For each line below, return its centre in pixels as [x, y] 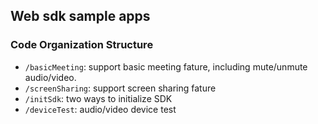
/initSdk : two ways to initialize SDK [98, 98]
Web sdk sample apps [80, 16]
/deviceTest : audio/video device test [100, 109]
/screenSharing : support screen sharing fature [120, 88]
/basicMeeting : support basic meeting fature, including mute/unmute [166, 66]
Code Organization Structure [82, 45]
